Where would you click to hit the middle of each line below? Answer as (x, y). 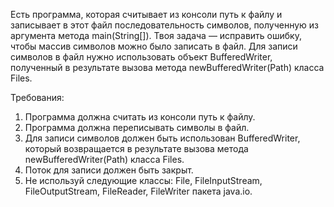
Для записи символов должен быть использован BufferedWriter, (162, 138)
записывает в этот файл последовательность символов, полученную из (165, 25)
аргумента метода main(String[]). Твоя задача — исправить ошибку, (156, 35)
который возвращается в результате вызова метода (136, 148)
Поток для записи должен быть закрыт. (109, 170)
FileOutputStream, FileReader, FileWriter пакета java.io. (138, 191)
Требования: (37, 97)
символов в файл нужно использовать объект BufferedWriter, (141, 57)
